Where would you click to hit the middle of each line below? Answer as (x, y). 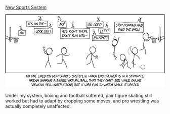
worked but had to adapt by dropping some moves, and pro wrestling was (82, 101)
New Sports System (26, 7)
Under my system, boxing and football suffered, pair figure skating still (79, 95)
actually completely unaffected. (38, 106)
